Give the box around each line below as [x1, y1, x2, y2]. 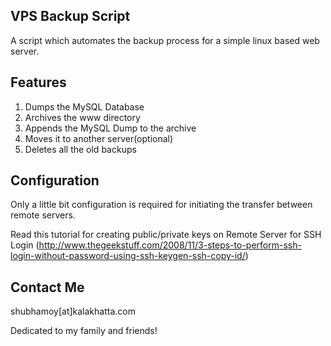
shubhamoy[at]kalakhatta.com [10, 305, 136, 318]
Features [10, 74, 67, 91]
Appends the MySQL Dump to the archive [24, 122, 197, 134]
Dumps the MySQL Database [24, 100, 145, 113]
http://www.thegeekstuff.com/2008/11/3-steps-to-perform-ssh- [38, 239, 302, 251]
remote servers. [10, 209, 76, 221]
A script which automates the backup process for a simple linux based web [10, 34, 320, 46]
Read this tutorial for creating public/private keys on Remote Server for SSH [10, 229, 322, 241]
